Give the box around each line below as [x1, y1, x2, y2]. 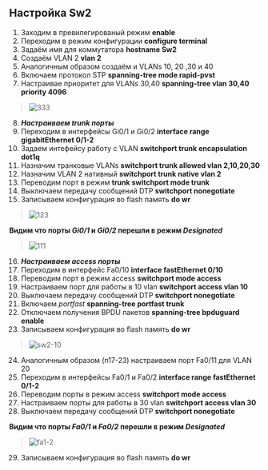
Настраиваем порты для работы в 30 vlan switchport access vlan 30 [20, 397, 257, 407]
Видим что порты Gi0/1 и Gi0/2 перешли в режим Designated [9, 225, 223, 235]
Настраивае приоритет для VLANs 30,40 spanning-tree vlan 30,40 [20, 78, 250, 88]
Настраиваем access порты [20, 256, 121, 266]
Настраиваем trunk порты [20, 117, 114, 127]
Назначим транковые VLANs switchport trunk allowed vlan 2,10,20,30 [20, 160, 261, 170]
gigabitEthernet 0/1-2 [20, 135, 94, 145]
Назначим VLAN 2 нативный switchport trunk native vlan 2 [20, 169, 222, 178]
